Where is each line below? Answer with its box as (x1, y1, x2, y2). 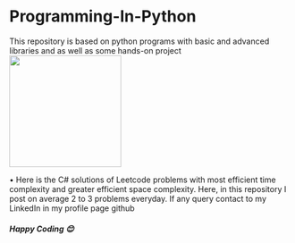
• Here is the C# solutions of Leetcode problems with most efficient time (9, 174, 276, 185)
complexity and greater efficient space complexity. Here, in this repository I (9, 183, 287, 194)
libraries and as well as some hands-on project (9, 45, 181, 55)
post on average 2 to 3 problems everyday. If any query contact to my (9, 193, 266, 204)
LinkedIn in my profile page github (9, 203, 136, 214)
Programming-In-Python (9, 6, 197, 27)
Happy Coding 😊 (9, 223, 74, 234)
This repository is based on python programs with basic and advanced (9, 36, 270, 46)
